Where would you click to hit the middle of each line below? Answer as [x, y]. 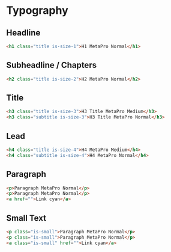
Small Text [26, 218]
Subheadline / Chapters [52, 65]
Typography [37, 11]
